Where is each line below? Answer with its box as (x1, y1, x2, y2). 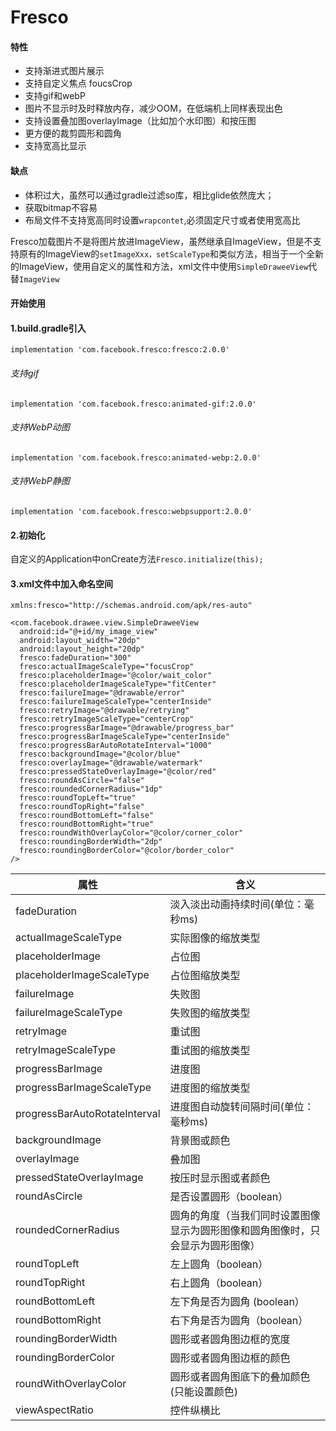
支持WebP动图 (10, 421, 70, 433)
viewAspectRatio (15, 1403, 94, 1417)
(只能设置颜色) (169, 1385, 239, 1399)
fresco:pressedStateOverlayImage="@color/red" (19, 767, 217, 777)
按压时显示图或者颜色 (169, 1171, 271, 1185)
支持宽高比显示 (24, 140, 87, 152)
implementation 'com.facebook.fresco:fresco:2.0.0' (10, 345, 230, 355)
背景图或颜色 (169, 1134, 231, 1148)
